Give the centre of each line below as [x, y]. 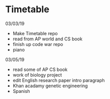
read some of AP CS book [40, 69]
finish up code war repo [38, 44]
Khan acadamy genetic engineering [50, 86]
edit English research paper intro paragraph [59, 80]
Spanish [21, 91]
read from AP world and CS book [48, 39]
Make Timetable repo [35, 33]
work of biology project [37, 75]
